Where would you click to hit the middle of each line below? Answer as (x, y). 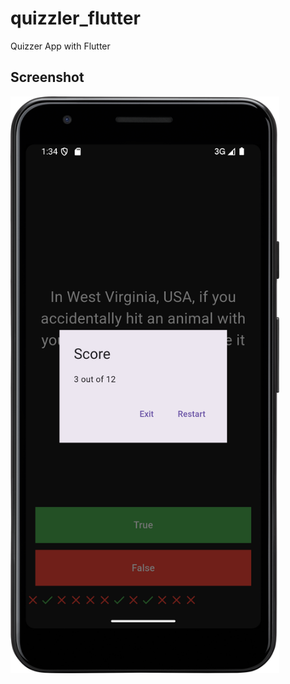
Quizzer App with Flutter (60, 46)
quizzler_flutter (75, 18)
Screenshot (47, 77)
